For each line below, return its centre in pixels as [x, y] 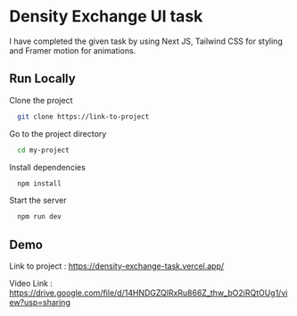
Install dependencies [48, 167]
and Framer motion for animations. [73, 50]
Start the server [38, 200]
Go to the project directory [58, 133]
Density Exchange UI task [106, 17]
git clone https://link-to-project [83, 116]
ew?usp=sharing [40, 303]
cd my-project [43, 150]
